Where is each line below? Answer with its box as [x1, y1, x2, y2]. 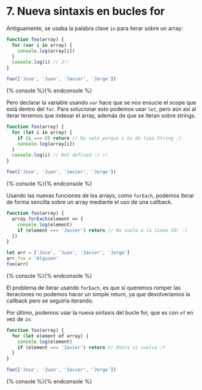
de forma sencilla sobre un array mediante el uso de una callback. [6, 198, 173, 206]
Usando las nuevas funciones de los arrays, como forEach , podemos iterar [6, 192, 195, 200]
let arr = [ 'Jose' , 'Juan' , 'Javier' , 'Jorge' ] [6, 250, 130, 256]
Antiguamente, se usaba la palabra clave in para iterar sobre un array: [6, 24, 184, 32]
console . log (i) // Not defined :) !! [12, 152, 108, 159]
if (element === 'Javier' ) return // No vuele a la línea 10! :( [17, 227, 188, 233]
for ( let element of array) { [12, 332, 89, 339]
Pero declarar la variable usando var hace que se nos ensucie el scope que [6, 99, 196, 107]
